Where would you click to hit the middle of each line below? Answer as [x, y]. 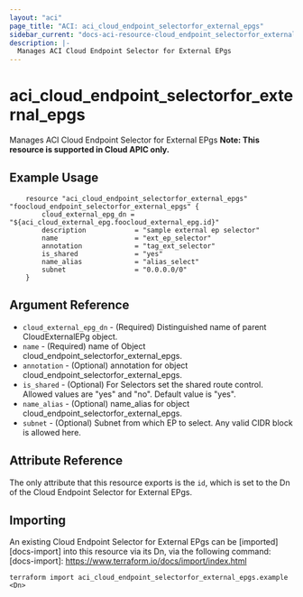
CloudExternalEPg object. [70, 336]
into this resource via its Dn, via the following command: [167, 552]
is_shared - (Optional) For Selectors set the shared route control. [142, 384]
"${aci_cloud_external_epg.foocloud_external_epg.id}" [115, 222]
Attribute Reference [66, 461]
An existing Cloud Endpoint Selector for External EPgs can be [123, 542]
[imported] [258, 542]
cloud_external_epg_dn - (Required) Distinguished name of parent [144, 326]
